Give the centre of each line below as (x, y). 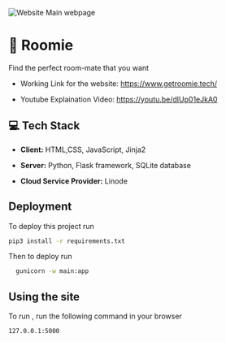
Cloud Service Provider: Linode (74, 181)
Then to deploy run (40, 257)
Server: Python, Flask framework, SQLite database (105, 165)
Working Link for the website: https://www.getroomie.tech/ (119, 83)
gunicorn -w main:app (52, 271)
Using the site (44, 297)
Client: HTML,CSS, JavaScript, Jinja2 (83, 149)
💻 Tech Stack (44, 126)
